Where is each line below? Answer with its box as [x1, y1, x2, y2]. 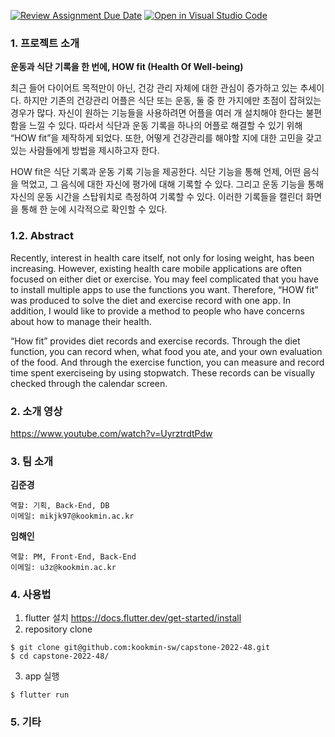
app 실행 [24, 670, 60, 682]
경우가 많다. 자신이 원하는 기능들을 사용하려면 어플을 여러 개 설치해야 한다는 [10, 107, 304, 119]
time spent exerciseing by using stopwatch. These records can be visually [10, 366, 316, 379]
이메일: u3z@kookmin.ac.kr [10, 563, 117, 573]
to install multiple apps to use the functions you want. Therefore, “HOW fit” [10, 283, 319, 295]
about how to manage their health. [10, 315, 152, 327]
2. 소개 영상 [10, 404, 63, 418]
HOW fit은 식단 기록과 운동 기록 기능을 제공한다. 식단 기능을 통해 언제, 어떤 [10, 166, 302, 178]
